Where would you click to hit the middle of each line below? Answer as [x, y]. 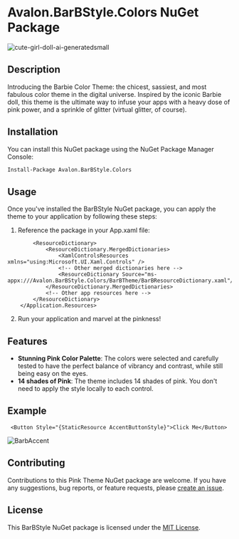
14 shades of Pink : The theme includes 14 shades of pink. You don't [117, 381]
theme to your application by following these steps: [83, 216]
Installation [33, 132]
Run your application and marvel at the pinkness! [89, 319]
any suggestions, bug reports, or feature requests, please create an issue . [116, 488]
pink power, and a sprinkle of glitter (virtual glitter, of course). [97, 109]
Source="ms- [140, 275]
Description [34, 69]
